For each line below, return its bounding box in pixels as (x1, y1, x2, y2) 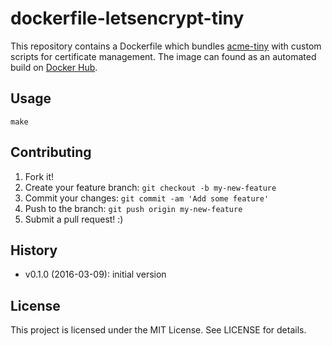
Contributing (10, 144, 92, 161)
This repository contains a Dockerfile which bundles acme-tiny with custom (10, 40, 322, 52)
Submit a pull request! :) (24, 213, 124, 225)
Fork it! (24, 170, 55, 182)
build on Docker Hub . (10, 61, 98, 73)
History (10, 242, 58, 259)
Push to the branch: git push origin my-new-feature (24, 202, 243, 214)
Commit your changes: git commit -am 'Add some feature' (24, 192, 270, 204)
